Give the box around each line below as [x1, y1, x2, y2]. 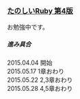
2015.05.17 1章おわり [7, 67, 65, 76]
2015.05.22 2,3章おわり [7, 76, 73, 84]
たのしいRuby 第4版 [7, 5, 73, 15]
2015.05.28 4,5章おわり [7, 85, 73, 93]
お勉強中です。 [7, 23, 49, 32]
